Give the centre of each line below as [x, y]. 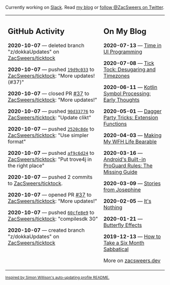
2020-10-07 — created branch [46, 230]
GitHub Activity [36, 31]
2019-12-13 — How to [132, 236]
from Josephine [122, 189]
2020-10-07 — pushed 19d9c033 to [51, 69]
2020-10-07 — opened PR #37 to [50, 194]
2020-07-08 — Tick [129, 63]
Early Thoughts [122, 100]
